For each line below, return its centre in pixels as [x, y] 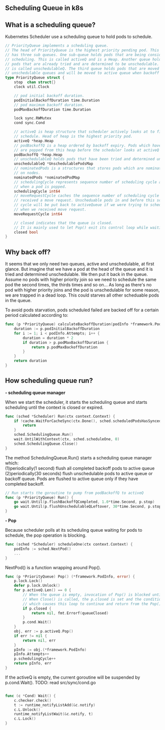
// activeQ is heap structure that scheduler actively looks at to [84, 132]
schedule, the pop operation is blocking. [46, 535]
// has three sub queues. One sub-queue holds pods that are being [76, 55]
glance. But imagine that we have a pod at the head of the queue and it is [79, 269]
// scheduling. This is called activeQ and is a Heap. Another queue [78, 59]
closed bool [26, 232]
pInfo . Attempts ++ [32, 654]
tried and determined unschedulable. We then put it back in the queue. [77, 274]
